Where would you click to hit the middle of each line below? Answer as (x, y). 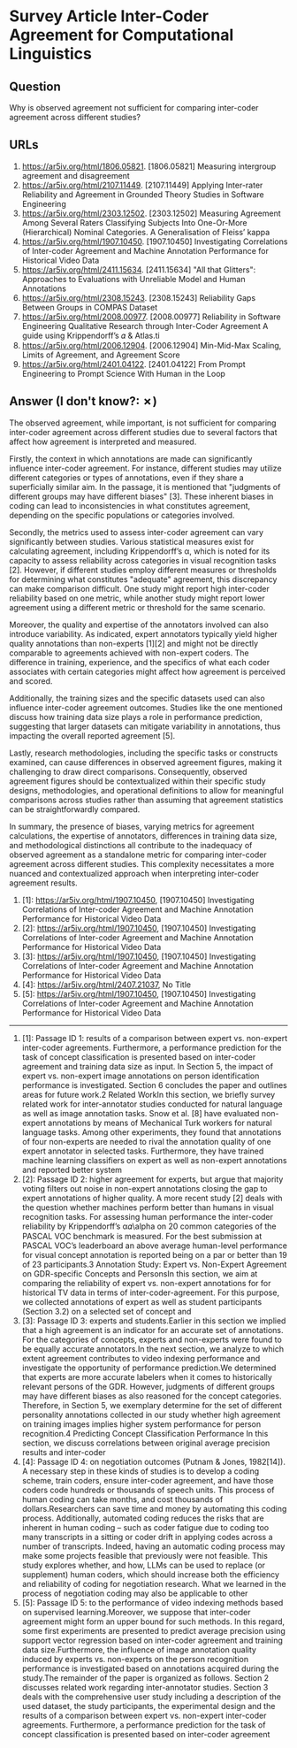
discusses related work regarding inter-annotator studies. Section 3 (145, 1687)
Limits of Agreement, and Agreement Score (101, 355)
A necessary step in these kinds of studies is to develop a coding (141, 1471)
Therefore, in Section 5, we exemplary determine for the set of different (152, 1405)
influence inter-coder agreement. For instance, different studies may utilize (145, 468)
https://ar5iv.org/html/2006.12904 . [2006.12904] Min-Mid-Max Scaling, (152, 345)
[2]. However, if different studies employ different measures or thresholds (143, 570)
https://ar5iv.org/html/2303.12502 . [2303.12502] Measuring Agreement (151, 213)
